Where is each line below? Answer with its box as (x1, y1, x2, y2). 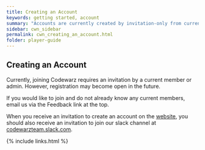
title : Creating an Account (6, 9, 78, 15)
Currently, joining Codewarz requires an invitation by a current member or (6, 76, 192, 83)
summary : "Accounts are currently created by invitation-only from (6, 20, 182, 26)
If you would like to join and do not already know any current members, (6, 94, 185, 101)
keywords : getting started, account (6, 15, 99, 21)
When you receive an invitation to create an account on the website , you (6, 112, 189, 120)
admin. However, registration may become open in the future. (6, 82, 160, 90)
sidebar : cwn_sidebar (6, 26, 62, 32)
